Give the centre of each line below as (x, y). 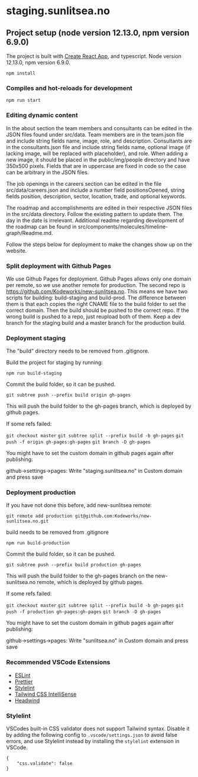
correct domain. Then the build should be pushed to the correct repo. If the (98, 310)
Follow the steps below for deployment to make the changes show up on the (99, 244)
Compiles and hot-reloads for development (69, 88)
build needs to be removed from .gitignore (58, 532)
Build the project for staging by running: (55, 363)
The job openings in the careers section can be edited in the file (84, 183)
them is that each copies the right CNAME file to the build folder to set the (96, 304)
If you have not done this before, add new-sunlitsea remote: (79, 505)
